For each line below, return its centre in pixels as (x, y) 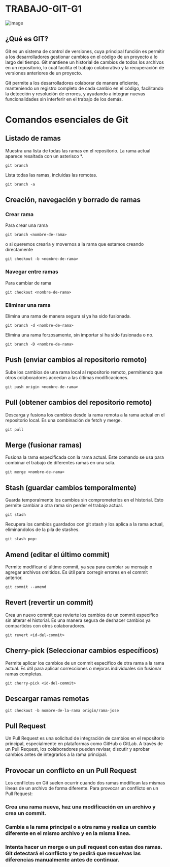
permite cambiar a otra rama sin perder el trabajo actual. (64, 506)
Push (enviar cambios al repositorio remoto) (76, 360)
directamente (19, 250)
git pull (14, 429)
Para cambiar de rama (28, 283)
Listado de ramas (33, 138)
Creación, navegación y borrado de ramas (73, 200)
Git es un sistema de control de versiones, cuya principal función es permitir (85, 51)
